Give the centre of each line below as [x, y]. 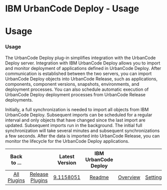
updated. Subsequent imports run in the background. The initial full [74, 125]
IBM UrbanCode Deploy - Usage [72, 9]
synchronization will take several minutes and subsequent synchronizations [83, 130]
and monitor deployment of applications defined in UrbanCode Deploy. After [83, 68]
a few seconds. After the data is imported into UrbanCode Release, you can [83, 136]
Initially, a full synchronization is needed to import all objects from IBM [77, 109]
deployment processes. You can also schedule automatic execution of [77, 89]
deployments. [19, 100]
